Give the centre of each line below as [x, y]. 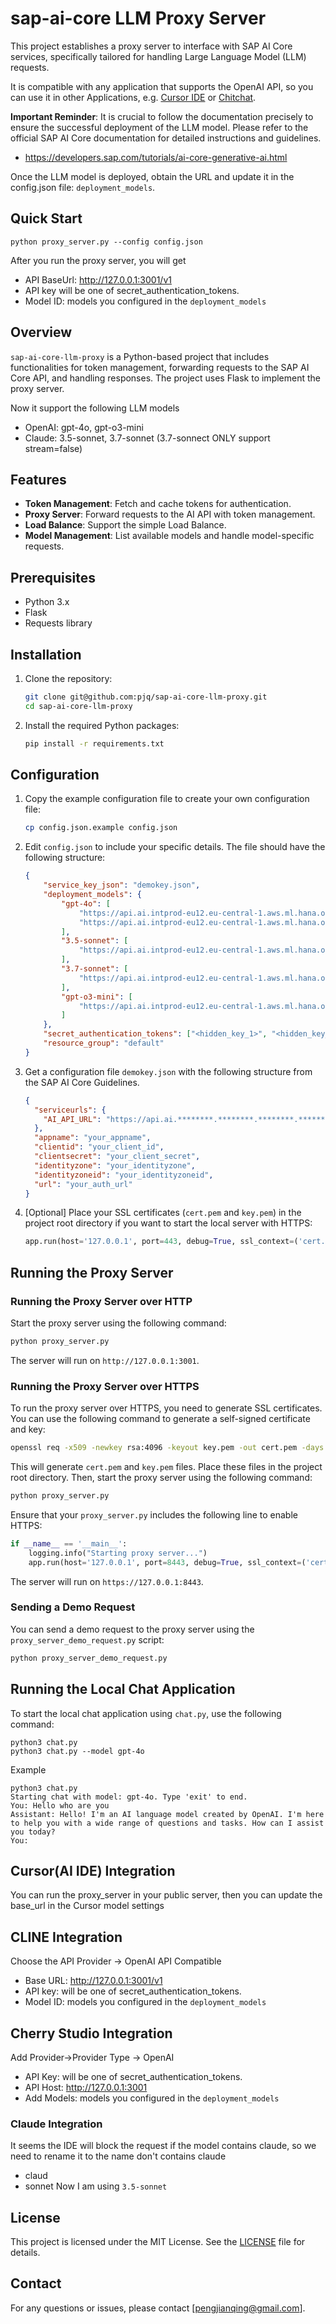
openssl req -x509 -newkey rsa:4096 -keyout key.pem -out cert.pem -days [167, 1448]
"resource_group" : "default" [104, 1043]
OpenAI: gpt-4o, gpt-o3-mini [84, 427]
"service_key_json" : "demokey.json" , [122, 885]
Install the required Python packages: [102, 725]
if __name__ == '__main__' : [69, 1543]
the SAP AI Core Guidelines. [82, 1082]
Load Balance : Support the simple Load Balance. [125, 525]
